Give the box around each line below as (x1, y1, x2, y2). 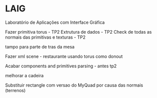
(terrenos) (5, 87, 26, 93)
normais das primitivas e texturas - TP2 (5, 34, 86, 40)
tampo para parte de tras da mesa (5, 44, 75, 49)
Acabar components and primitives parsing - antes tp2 (5, 63, 117, 69)
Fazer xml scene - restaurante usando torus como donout (5, 53, 123, 59)
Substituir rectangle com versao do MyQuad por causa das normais (5, 82, 144, 88)
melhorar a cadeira (5, 72, 44, 78)
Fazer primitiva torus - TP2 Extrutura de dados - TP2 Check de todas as (5, 29, 152, 35)
